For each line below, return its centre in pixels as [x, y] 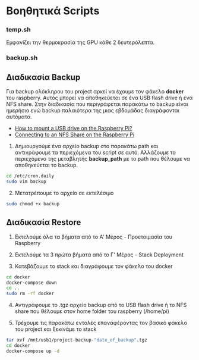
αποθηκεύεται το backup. [46, 165]
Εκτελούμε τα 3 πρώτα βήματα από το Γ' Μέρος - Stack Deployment [99, 255]
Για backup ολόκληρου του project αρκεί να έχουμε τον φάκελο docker [95, 92]
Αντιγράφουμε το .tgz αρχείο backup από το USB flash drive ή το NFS [101, 305]
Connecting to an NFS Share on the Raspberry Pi [75, 134]
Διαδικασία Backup [43, 77]
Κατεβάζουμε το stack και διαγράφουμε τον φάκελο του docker [94, 266]
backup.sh [22, 58]
